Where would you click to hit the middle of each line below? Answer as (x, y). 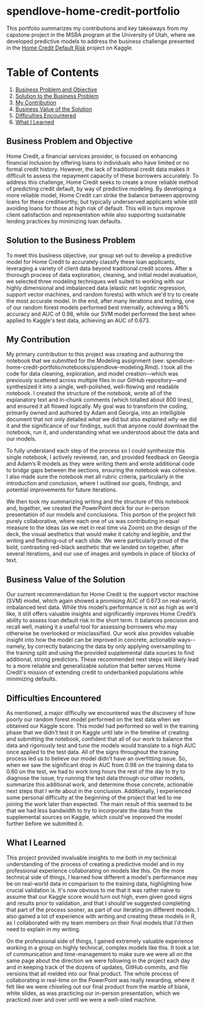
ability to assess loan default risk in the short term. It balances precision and (102, 621)
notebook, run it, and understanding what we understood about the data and (103, 433)
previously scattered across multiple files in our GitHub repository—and (96, 380)
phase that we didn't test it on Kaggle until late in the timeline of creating (98, 732)
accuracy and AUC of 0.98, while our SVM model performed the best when (101, 314)
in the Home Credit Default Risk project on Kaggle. (70, 48)
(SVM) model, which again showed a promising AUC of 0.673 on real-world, (102, 601)
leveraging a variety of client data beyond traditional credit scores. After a (99, 268)
